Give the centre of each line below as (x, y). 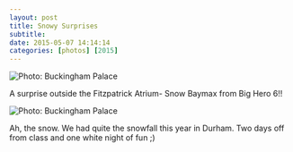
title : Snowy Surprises (54, 26)
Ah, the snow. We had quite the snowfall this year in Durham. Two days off (147, 128)
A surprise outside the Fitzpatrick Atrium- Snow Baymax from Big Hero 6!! (146, 94)
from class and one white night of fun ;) (82, 138)
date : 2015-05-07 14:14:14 (60, 42)
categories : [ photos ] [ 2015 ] (64, 51)
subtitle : (28, 34)
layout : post (34, 17)
